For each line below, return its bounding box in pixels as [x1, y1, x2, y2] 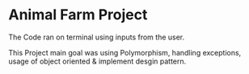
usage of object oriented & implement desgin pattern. [8, 56, 187, 66]
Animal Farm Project [8, 6, 148, 24]
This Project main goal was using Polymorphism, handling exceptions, [8, 47, 242, 57]
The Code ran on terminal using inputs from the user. [8, 32, 185, 42]
